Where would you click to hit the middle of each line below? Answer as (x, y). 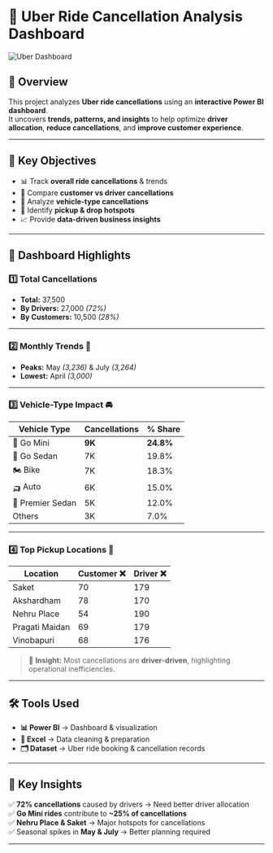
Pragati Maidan (41, 628)
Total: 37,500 (42, 300)
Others (26, 516)
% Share (164, 429)
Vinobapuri (34, 641)
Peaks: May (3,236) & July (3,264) (78, 367)
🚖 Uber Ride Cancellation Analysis (126, 17)
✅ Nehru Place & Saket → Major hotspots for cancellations (107, 822)
